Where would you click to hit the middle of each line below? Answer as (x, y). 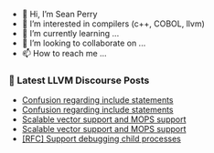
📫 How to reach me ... (64, 53)
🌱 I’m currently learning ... (70, 33)
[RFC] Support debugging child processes (102, 139)
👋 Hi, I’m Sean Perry (59, 14)
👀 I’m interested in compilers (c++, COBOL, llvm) (113, 24)
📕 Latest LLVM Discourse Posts (79, 80)
